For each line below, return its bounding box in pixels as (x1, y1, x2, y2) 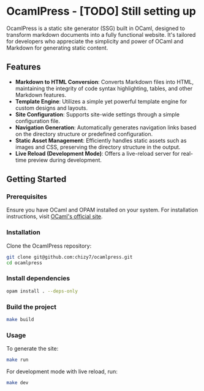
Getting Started (6, 174, 67, 184)
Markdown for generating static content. (6, 44, 108, 51)
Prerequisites (6, 192, 47, 201)
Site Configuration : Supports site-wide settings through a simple (15, 110, 179, 118)
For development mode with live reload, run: (6, 368, 118, 375)
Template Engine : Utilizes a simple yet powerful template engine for (15, 97, 187, 105)
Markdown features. (15, 91, 66, 99)
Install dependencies (6, 274, 70, 283)
